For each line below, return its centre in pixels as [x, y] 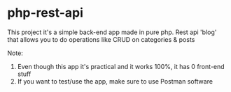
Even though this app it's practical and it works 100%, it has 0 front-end [121, 66]
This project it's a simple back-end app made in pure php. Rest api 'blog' [112, 32]
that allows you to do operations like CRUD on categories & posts [101, 39]
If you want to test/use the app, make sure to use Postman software [115, 81]
